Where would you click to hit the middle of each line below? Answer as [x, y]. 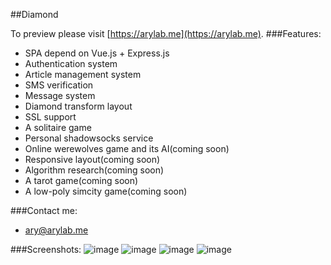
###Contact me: [44, 210]
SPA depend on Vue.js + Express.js [97, 53]
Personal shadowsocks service [89, 138]
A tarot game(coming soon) [81, 180]
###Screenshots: [46, 249]
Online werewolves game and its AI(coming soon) [127, 148]
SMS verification [59, 85]
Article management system [83, 74]
